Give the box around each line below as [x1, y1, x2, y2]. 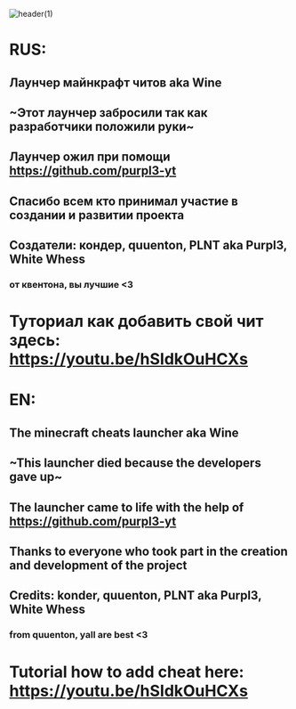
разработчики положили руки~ [9, 118, 195, 134]
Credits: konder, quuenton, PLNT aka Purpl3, [9, 588, 262, 603]
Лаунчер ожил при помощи [9, 150, 171, 165]
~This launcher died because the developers [9, 455, 262, 471]
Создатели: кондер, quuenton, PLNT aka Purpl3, [9, 238, 287, 253]
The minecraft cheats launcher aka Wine [9, 425, 239, 440]
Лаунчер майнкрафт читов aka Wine [9, 75, 222, 90]
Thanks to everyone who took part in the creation [9, 544, 289, 558]
